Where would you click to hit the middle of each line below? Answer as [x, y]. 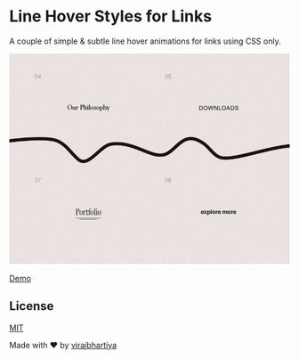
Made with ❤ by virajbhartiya [63, 345]
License [32, 306]
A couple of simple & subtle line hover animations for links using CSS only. [145, 41]
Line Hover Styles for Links [110, 16]
